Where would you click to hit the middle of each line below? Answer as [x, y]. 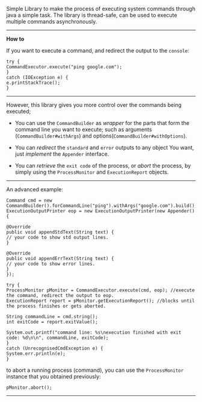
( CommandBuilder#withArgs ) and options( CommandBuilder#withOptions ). [101, 136]
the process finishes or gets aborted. [56, 306]
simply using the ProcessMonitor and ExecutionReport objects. [92, 172]
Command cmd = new [29, 200]
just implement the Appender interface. [62, 154]
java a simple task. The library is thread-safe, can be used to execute [92, 15]
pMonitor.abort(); [29, 388]
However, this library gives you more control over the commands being [94, 105]
